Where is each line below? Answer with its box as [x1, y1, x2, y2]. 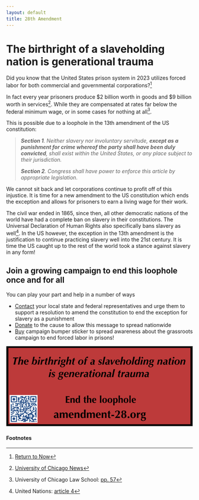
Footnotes [6, 434, 32, 441]
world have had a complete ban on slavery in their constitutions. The [6, 216, 174, 223]
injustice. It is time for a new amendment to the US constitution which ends [6, 192, 189, 199]
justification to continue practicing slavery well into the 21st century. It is [6, 236, 182, 243]
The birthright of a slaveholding [6, 42, 165, 56]
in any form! [6, 249, 36, 256]
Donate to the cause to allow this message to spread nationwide [14, 321, 172, 328]
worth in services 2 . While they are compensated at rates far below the [6, 100, 178, 108]
